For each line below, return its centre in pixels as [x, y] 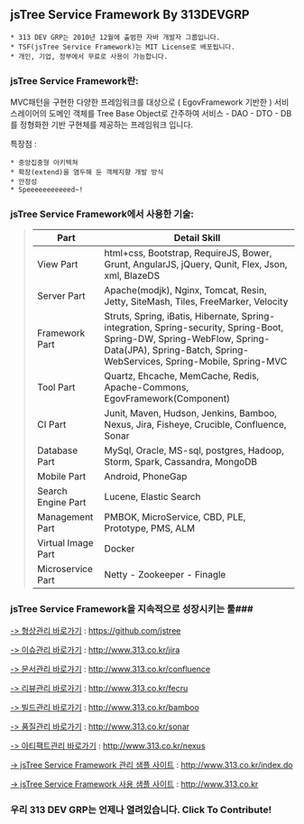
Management [65, 517]
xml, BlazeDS [132, 276]
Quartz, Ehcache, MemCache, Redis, [182, 376]
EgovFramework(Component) [167, 399]
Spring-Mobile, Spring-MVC [226, 362]
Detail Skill [197, 238]
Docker [120, 549]
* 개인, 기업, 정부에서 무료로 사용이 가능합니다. [89, 56]
